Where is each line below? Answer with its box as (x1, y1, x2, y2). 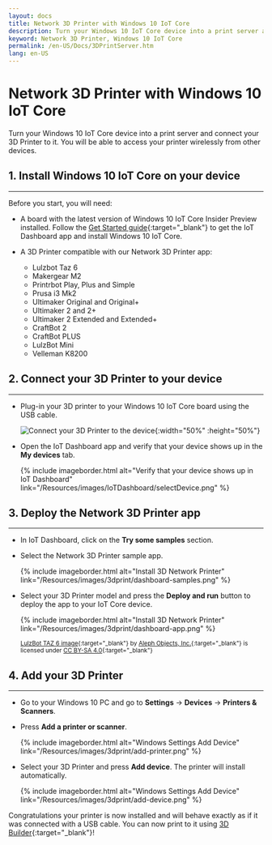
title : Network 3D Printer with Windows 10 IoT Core (8, 19, 190, 28)
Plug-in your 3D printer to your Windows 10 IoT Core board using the (19, 401, 249, 411)
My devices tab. (19, 450, 75, 459)
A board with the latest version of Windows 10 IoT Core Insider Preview (19, 214, 257, 224)
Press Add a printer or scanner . (19, 722, 128, 732)
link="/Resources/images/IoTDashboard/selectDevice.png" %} (19, 483, 230, 493)
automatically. (19, 770, 67, 780)
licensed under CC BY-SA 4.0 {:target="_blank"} (19, 647, 153, 655)
